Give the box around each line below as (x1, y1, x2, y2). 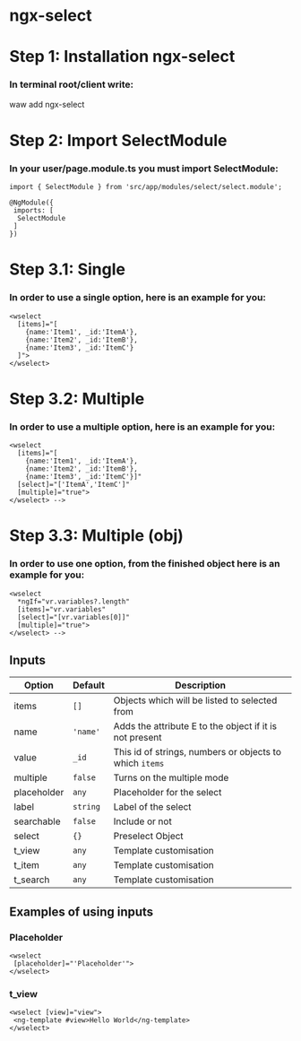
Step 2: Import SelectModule (9, 130, 228, 151)
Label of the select (113, 801, 192, 813)
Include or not (113, 815, 172, 828)
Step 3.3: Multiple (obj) (9, 525, 184, 546)
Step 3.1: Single (9, 259, 125, 280)
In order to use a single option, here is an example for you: (9, 291, 267, 304)
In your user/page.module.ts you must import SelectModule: (9, 162, 279, 175)
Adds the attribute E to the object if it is (113, 720, 278, 733)
